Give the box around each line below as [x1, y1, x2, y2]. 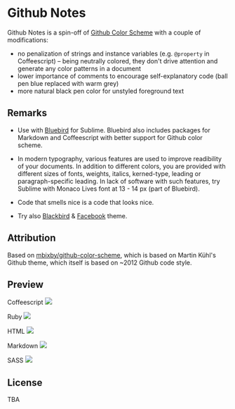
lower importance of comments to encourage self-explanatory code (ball [17, 72, 228, 80]
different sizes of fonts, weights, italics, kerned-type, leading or [17, 169, 201, 177]
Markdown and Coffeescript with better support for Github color [17, 133, 203, 141]
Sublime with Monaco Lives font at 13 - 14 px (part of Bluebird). [17, 184, 200, 193]
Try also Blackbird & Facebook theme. [17, 211, 128, 220]
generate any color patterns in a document [17, 64, 142, 73]
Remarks [7, 107, 48, 119]
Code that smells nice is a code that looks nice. [17, 198, 154, 206]
